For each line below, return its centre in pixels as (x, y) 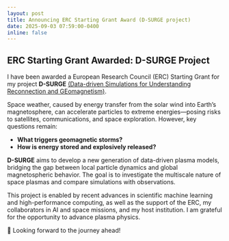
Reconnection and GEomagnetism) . (57, 91)
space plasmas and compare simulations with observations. (91, 182)
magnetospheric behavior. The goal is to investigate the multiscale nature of (114, 175)
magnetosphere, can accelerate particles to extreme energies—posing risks (114, 112)
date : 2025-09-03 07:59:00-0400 (53, 26)
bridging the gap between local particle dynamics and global (93, 168)
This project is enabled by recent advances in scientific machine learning (110, 195)
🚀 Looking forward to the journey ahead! (64, 231)
